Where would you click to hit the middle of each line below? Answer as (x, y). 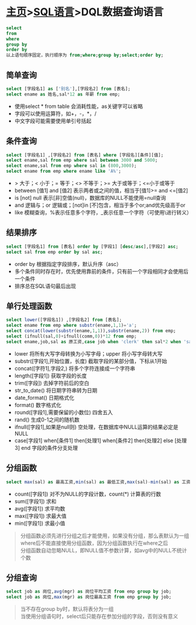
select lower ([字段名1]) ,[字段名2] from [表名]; (64, 320)
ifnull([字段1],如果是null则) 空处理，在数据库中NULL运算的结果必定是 (96, 427)
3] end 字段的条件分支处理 (46, 448)
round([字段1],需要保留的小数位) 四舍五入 (64, 412)
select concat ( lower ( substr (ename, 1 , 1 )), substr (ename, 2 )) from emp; (91, 331)
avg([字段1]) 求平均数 (40, 508)
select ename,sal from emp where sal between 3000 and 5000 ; (82, 160)
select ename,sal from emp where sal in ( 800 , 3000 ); (71, 166)
